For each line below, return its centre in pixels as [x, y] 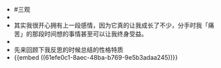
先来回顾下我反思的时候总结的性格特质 [68, 50]
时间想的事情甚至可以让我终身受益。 [96, 34]
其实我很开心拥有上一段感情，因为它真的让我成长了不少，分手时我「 [111, 25]
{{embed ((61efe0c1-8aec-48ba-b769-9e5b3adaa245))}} [96, 57]
